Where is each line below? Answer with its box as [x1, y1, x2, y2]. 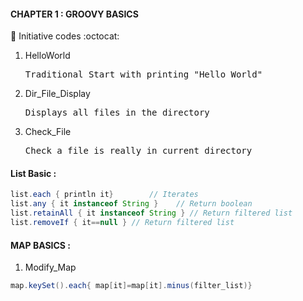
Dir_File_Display [24, 88, 91, 100]
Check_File [24, 126, 72, 138]
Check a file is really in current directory [24, 145, 253, 157]
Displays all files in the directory [24, 107, 210, 119]
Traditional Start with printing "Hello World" [24, 69, 263, 80]
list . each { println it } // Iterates [10, 190, 199, 200]
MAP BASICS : [10, 239, 71, 251]
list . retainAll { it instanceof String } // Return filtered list [10, 208, 293, 219]
